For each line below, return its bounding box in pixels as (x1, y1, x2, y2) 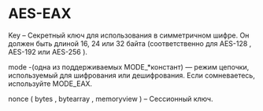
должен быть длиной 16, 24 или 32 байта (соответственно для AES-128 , (8, 38, 252, 48)
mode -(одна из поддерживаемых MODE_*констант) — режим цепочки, (8, 62, 250, 71)
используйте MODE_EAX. (8, 79, 93, 88)
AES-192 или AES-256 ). (8, 47, 88, 56)
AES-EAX (8, 5, 72, 23)
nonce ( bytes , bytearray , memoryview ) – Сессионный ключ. (8, 94, 213, 103)
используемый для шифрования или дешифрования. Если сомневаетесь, (8, 70, 256, 80)
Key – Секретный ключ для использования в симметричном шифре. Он (8, 30, 250, 40)
